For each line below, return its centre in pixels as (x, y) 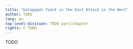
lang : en (14, 19)
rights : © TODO (21, 28)
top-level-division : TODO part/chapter (47, 24)
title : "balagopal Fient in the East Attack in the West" (67, 10)
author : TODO (19, 14)
